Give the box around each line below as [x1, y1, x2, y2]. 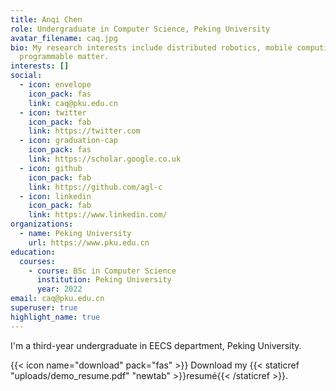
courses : [19, 256, 56, 266]
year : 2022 [36, 284, 83, 295]
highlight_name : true [10, 312, 101, 322]
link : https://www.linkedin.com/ [28, 210, 168, 220]
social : [10, 71, 43, 81]
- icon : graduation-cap [19, 136, 118, 146]
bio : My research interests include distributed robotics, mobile [10, 42, 293, 53]
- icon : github [19, 163, 83, 173]
